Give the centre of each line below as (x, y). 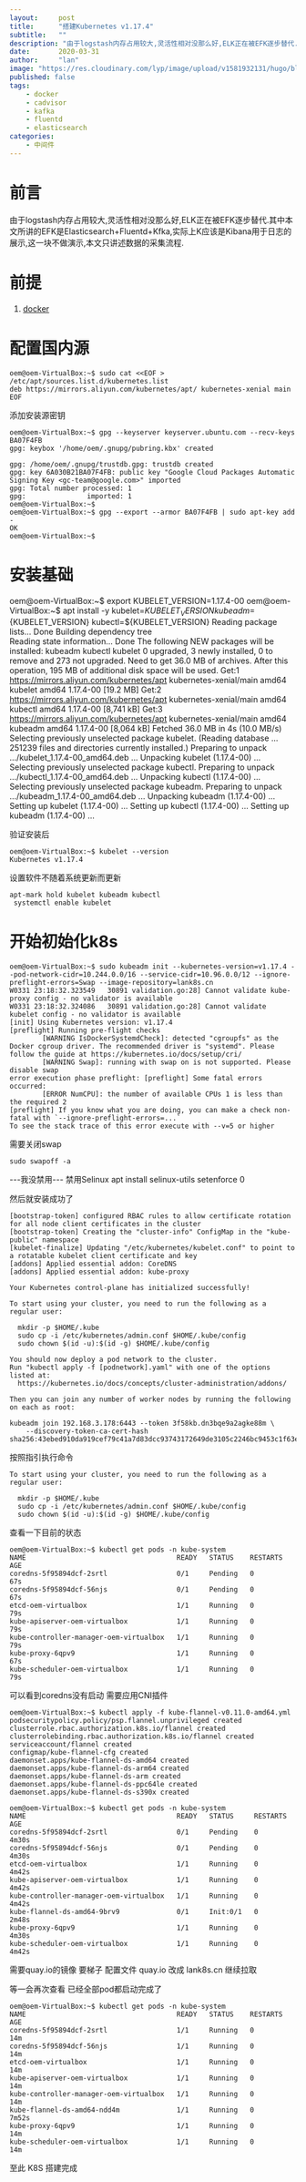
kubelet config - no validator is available (95, 1015)
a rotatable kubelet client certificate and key (103, 1256)
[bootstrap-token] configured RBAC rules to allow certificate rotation (150, 1216)
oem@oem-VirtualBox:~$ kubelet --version (89, 852)
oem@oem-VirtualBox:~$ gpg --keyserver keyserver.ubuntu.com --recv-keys (153, 432)
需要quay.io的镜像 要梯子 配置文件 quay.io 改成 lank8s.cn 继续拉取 (133, 1970)
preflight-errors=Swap (52, 983)
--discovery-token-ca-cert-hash (87, 1431)
